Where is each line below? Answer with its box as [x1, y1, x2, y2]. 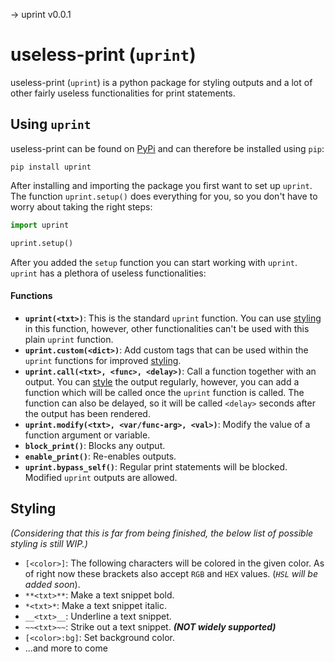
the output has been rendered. [24, 407, 151, 419]
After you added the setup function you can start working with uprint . [10, 256, 298, 268]
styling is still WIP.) [10, 537, 88, 549]
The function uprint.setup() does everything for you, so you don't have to [10, 190, 318, 202]
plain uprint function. [24, 333, 114, 345]
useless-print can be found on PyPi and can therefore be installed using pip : [10, 142, 325, 154]
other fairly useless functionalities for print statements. [10, 87, 236, 99]
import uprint [10, 220, 70, 230]
